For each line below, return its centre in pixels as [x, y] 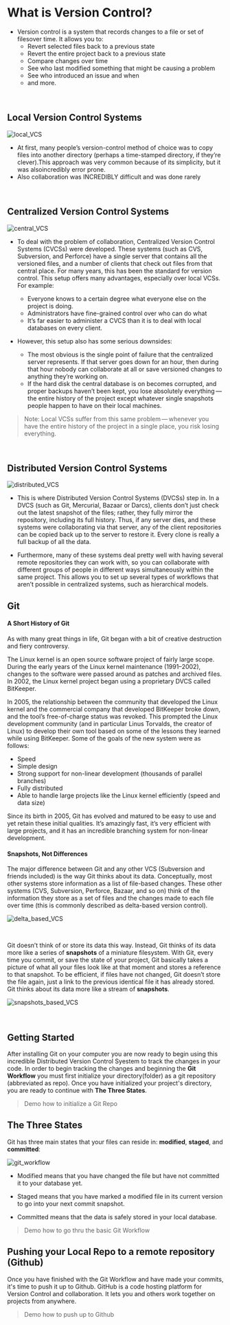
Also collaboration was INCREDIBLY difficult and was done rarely [109, 177]
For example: [35, 285]
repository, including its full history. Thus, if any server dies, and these [116, 520]
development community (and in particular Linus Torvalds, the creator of [110, 723]
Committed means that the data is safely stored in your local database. [117, 1216]
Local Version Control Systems [74, 118]
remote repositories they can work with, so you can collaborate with [113, 563]
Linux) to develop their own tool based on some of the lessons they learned [114, 731]
